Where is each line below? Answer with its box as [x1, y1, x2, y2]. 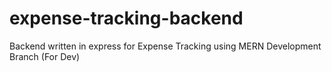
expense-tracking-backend [9, 7, 244, 30]
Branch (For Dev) [9, 50, 81, 62]
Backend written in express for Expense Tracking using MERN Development [9, 40, 322, 52]
